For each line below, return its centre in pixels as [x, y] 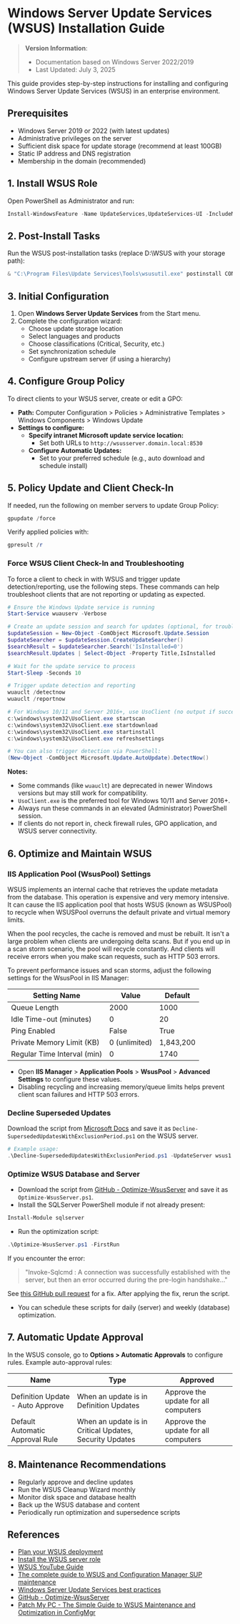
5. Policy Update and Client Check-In [91, 488]
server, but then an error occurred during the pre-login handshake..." [126, 1280]
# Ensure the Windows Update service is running [81, 607]
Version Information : [56, 48]
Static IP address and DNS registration [74, 153]
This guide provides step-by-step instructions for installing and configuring [118, 83]
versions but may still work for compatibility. [82, 793]
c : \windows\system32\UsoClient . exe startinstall [81, 732]
